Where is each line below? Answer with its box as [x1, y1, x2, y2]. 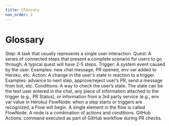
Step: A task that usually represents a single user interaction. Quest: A [5, 51, 152, 57]
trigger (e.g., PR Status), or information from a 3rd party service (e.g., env [5, 94, 159, 100]
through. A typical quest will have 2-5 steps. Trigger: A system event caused [5, 61, 165, 67]
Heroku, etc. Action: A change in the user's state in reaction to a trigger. [5, 72, 156, 78]
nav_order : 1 [5, 12, 33, 17]
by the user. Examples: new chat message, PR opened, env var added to [5, 67, 157, 73]
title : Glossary [5, 7, 40, 13]
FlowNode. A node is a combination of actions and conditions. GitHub [5, 110, 151, 116]
